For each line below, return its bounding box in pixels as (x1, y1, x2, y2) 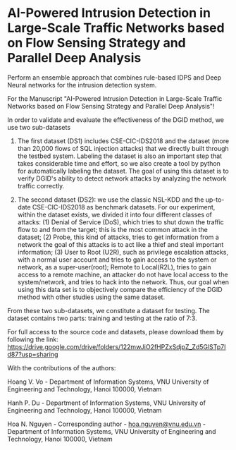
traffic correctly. (17, 181, 65, 190)
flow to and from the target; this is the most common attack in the (17, 225, 208, 233)
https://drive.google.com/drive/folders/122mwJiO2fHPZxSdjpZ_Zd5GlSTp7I (7, 342, 227, 351)
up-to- (205, 195, 225, 204)
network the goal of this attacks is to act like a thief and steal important (17, 240, 224, 248)
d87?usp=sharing (7, 350, 58, 358)
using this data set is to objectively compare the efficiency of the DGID (17, 285, 223, 293)
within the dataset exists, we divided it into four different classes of (17, 210, 213, 219)
